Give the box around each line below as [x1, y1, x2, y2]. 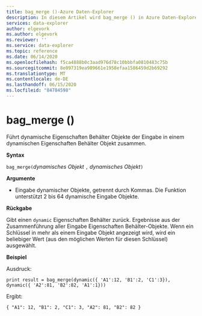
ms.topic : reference [6, 48, 58, 54]
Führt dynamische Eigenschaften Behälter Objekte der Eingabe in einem [6, 133, 185, 141]
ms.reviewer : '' [6, 37, 47, 43]
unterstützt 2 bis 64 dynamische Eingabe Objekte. [14, 192, 139, 200]
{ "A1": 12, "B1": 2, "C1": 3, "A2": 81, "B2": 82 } [6, 304, 141, 311]
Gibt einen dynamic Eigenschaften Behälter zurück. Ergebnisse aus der [6, 216, 180, 223]
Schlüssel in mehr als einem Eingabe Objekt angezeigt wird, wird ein [6, 229, 176, 236]
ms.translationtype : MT [6, 71, 66, 77]
